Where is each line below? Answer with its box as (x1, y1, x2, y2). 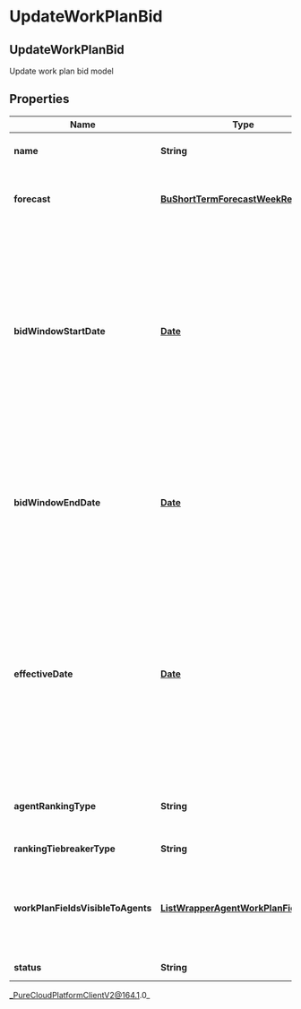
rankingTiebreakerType (13, 842, 116, 855)
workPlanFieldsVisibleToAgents (13, 901, 152, 914)
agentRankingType (13, 799, 97, 812)
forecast (13, 193, 51, 205)
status (13, 961, 42, 973)
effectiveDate (13, 668, 73, 680)
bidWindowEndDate (13, 496, 101, 508)
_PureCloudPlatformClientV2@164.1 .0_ (9, 989, 150, 1000)
